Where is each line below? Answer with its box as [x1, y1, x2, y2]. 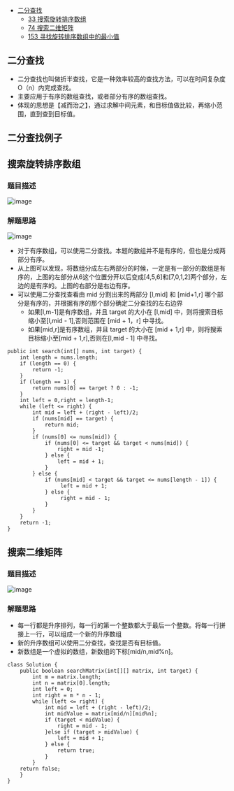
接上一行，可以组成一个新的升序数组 [17, 630, 122, 639]
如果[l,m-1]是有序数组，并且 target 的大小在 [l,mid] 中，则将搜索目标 [27, 308, 224, 316]
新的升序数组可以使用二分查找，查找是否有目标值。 [17, 639, 165, 647]
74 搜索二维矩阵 [27, 24, 74, 31]
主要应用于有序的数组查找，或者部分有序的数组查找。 [17, 92, 171, 100]
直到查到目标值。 [29, 109, 79, 117]
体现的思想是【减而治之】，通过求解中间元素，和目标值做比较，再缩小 [17, 101, 217, 109]
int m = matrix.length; [32, 674, 101, 680]
